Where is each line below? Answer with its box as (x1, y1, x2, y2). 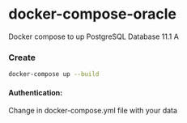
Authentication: (8, 87, 63, 97)
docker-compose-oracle (8, 5, 176, 23)
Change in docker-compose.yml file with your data (8, 106, 178, 116)
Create (8, 52, 36, 63)
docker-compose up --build (8, 70, 100, 78)
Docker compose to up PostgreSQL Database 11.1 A (8, 32, 180, 41)
